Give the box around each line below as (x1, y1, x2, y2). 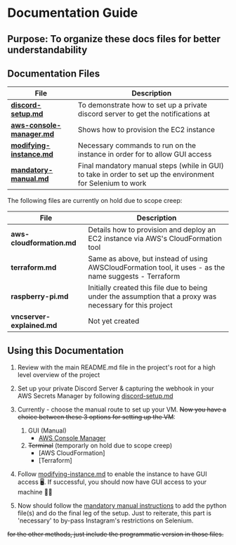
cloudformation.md (11, 238, 77, 248)
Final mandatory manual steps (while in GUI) (77, 161, 224, 171)
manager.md (11, 129, 55, 139)
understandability (7, 44, 88, 55)
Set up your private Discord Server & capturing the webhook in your (17, 384, 214, 393)
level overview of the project (17, 371, 100, 379)
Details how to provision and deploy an (88, 225, 216, 235)
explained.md (11, 321, 58, 331)
